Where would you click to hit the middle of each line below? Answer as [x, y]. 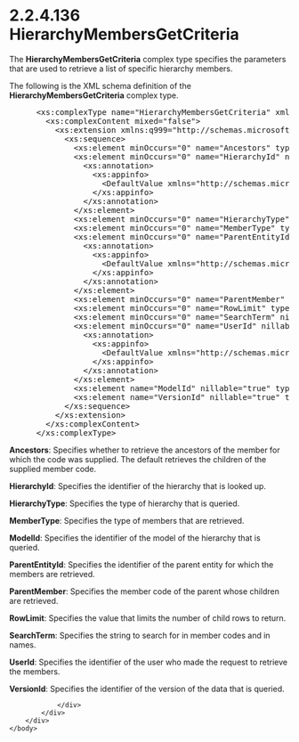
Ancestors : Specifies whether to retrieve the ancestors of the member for [145, 450]
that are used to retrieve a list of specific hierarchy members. [121, 69]
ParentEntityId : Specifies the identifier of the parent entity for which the [141, 564]
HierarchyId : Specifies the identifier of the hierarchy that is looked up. [138, 485]
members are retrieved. [52, 574]
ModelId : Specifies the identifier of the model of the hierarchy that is [135, 538]
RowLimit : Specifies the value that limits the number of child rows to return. [148, 618]
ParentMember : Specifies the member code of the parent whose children [145, 591]
